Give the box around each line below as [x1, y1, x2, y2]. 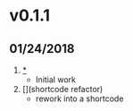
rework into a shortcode [35, 93, 124, 104]
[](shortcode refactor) [21, 84, 104, 94]
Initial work [35, 74, 76, 85]
